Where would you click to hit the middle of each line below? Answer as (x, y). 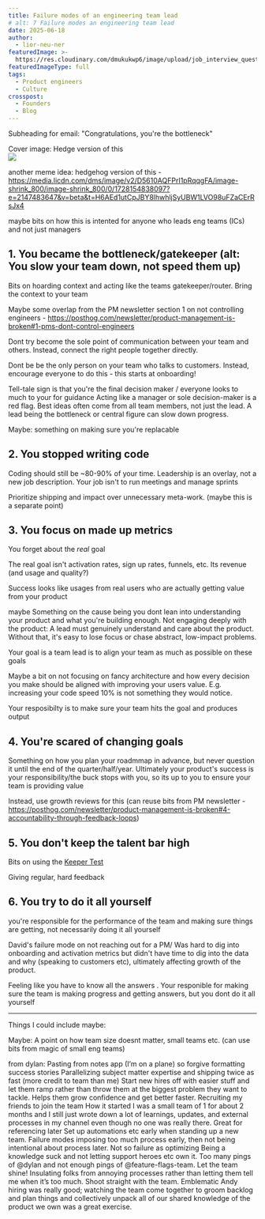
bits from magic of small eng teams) (67, 1048)
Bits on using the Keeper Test (56, 862)
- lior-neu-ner (40, 45)
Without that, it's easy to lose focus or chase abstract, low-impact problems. (132, 637)
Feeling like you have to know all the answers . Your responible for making (128, 985)
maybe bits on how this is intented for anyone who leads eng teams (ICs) (127, 221)
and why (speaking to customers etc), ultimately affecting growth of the (125, 961)
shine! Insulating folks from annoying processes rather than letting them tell (131, 1173)
